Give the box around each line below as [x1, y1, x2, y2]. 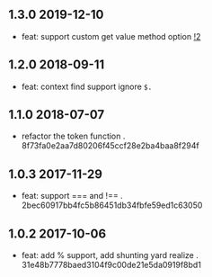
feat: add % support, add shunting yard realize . [21, 250, 199, 261]
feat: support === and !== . [21, 191, 123, 201]
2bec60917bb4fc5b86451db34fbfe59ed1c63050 [21, 200, 203, 210]
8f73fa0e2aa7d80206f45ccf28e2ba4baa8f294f [21, 140, 199, 151]
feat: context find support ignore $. [21, 81, 153, 92]
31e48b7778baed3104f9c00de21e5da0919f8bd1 [21, 260, 201, 271]
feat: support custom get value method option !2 [21, 31, 201, 41]
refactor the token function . [21, 130, 126, 142]
